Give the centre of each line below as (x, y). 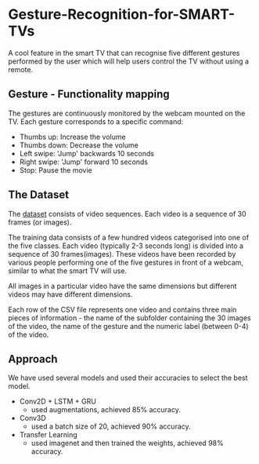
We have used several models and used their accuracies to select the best (128, 378)
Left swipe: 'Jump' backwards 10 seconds (87, 153)
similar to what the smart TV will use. (68, 270)
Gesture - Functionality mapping (89, 95)
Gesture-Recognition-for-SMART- (122, 15)
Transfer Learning (49, 435)
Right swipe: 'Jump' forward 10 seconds (84, 162)
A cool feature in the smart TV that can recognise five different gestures (124, 53)
